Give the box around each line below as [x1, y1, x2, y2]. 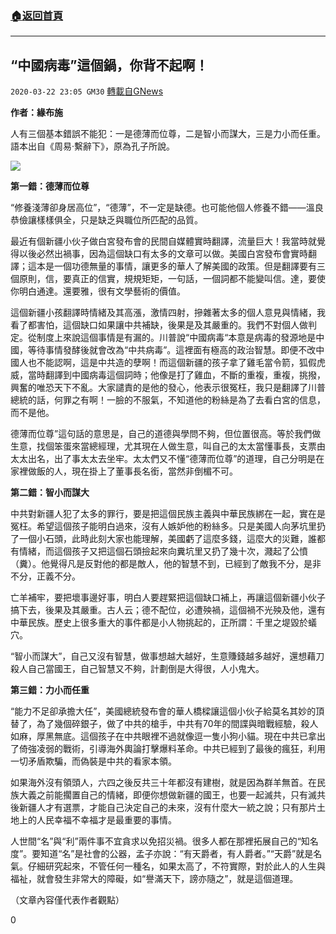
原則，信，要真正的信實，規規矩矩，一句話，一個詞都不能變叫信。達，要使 [18, 273, 326, 285]
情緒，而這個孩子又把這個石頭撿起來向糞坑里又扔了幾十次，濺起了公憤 [18, 545, 308, 557]
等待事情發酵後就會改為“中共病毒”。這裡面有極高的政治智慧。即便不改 [27, 344, 317, 356]
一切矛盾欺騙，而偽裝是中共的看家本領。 [10, 755, 177, 767]
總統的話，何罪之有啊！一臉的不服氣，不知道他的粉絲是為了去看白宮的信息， [10, 394, 326, 406]
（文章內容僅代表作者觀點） [10, 894, 125, 906]
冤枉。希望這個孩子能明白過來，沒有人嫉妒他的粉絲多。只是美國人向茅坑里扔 [10, 520, 326, 532]
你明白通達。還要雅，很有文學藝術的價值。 [10, 285, 186, 297]
